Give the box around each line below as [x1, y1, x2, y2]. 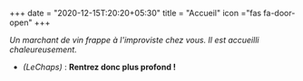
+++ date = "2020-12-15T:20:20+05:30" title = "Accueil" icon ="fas [9, 8, 261, 18]
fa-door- [262, 8, 296, 18]
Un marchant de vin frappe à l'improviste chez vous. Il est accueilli [9, 35, 259, 45]
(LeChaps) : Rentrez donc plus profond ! [22, 62, 177, 72]
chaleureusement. [9, 44, 77, 55]
